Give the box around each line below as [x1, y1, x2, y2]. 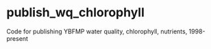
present [6, 34, 29, 42]
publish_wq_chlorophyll [6, 5, 145, 20]
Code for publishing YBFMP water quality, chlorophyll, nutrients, [6, 27, 188, 35]
